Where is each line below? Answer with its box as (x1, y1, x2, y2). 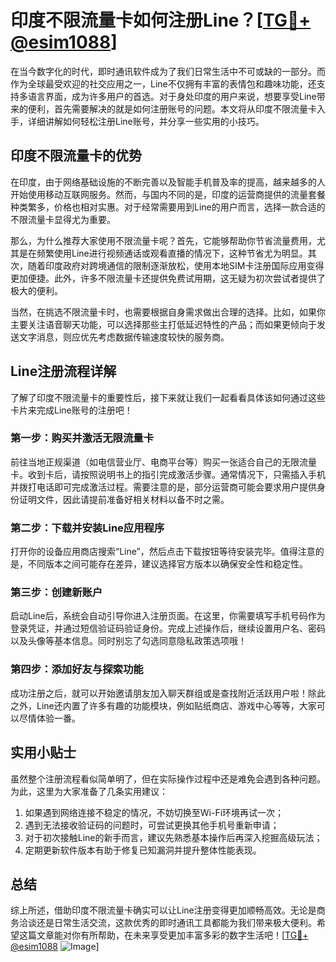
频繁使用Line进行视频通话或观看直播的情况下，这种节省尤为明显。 (36, 247, 308, 259)
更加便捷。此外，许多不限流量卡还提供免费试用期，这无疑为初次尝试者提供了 (10, 272, 326, 284)
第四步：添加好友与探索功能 (10, 662, 144, 676)
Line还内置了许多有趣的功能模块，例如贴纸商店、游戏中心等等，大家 (36, 699, 317, 711)
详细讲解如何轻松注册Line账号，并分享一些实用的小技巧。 (27, 115, 265, 127)
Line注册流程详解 (10, 363, 117, 380)
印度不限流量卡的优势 (10, 147, 142, 165)
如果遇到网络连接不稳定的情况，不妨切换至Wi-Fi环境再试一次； (24, 806, 285, 818)
